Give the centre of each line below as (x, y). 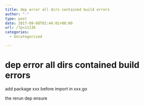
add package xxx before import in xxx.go (46, 88)
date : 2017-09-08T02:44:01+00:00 (39, 23)
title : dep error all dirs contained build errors (57, 9)
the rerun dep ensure (26, 98)
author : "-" (17, 14)
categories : (17, 32)
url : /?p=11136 (20, 28)
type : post (16, 18)
